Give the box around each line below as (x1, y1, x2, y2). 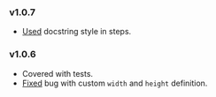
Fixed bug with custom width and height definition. (21, 78, 208, 88)
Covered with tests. (21, 68, 94, 78)
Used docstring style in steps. (21, 26, 132, 37)
